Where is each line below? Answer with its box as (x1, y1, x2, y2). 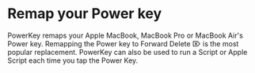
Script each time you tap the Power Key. (7, 56, 139, 65)
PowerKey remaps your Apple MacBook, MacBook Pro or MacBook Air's (7, 31, 243, 40)
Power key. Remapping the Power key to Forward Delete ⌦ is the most (7, 38, 239, 48)
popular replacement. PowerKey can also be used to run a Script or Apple (7, 47, 248, 57)
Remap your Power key (7, 5, 162, 23)
